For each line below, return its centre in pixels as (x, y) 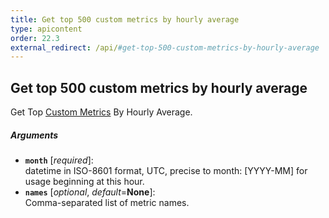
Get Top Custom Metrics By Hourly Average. (101, 112)
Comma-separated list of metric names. (107, 203)
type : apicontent (46, 29)
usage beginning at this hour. (84, 182)
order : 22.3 (35, 38)
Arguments (34, 135)
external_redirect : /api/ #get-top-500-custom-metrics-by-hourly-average (165, 47)
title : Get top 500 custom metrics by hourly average (125, 19)
